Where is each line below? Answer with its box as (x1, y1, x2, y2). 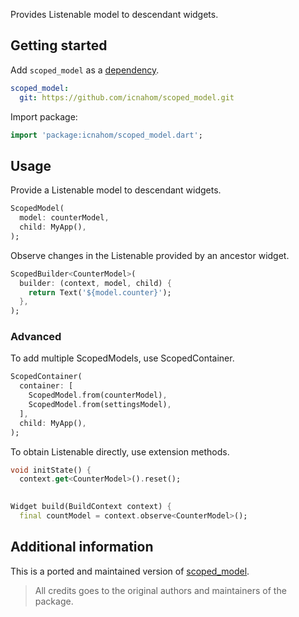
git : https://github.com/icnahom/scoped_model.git (19, 92, 235, 103)
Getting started (10, 37, 108, 54)
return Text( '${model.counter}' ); (28, 287, 172, 298)
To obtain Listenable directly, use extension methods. (10, 445, 230, 458)
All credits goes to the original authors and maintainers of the (34, 584, 287, 596)
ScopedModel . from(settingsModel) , (28, 400, 172, 410)
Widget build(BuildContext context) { (10, 502, 172, 512)
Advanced (10, 330, 62, 344)
